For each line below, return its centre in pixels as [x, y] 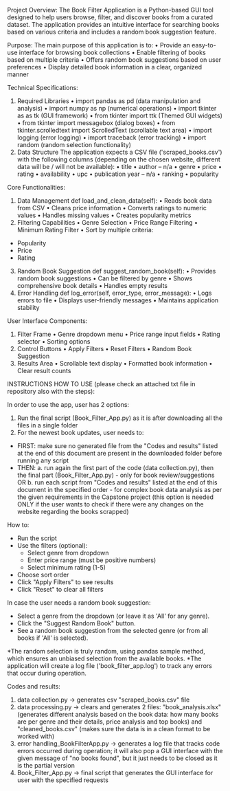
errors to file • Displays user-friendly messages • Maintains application [118, 300]
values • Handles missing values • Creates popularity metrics [104, 215]
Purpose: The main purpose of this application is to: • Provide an [99, 45]
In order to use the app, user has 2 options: [68, 404]
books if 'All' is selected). [53, 638]
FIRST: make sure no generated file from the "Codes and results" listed [117, 446]
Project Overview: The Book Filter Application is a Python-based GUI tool [111, 10]
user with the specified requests [62, 780]
